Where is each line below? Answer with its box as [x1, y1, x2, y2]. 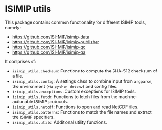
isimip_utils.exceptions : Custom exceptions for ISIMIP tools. [12, 88, 136, 94]
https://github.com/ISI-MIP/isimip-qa [12, 49, 86, 55]
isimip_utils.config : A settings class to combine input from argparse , [12, 78, 153, 84]
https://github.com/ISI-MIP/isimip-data [12, 34, 90, 40]
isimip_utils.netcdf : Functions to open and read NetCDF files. [12, 104, 139, 110]
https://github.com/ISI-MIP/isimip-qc [12, 44, 86, 50]
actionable [12, 99, 33, 104]
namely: [5, 24, 21, 30]
